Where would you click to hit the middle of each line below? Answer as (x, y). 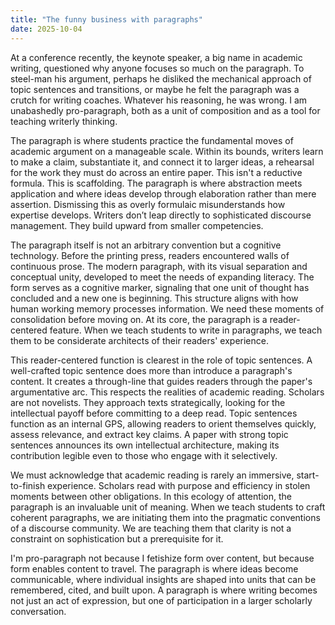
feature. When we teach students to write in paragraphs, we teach (186, 330)
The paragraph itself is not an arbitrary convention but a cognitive (146, 245)
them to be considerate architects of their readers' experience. (139, 340)
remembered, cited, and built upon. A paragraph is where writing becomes (164, 590)
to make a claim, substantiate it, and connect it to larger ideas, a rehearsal (162, 162)
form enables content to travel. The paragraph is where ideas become (154, 568)
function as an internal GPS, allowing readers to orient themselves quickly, (163, 423)
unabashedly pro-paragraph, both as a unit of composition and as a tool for (165, 110)
